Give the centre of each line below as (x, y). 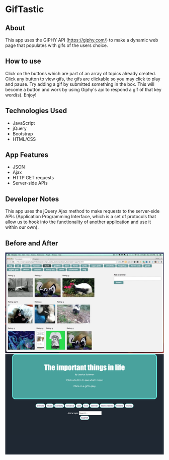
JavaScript (24, 123)
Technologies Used (36, 111)
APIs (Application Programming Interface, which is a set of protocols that (81, 217)
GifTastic (25, 9)
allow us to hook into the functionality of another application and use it (78, 222)
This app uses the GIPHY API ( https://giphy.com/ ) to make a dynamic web (82, 40)
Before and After (32, 243)
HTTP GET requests (33, 178)
